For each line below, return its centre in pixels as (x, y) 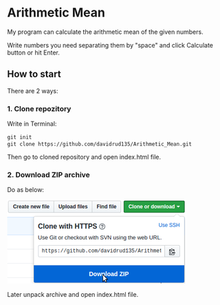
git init (20, 137)
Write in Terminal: (32, 124)
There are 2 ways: (33, 90)
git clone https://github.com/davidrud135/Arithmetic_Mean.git (100, 144)
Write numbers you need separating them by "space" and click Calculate (110, 45)
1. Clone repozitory (39, 108)
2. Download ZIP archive (49, 175)
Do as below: (26, 190)
